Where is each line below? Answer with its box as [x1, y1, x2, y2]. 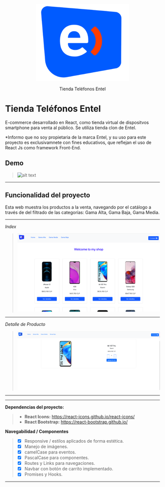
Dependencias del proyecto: [5, 404, 64, 410]
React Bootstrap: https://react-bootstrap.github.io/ [24, 418, 128, 425]
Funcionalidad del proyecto [5, 191, 90, 200]
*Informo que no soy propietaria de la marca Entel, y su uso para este [5, 134, 146, 140]
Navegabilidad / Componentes [5, 428, 69, 434]
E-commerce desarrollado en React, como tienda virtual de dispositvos [5, 119, 149, 125]
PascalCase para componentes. [24, 455, 89, 461]
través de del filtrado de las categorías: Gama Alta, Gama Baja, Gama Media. [5, 209, 160, 215]
